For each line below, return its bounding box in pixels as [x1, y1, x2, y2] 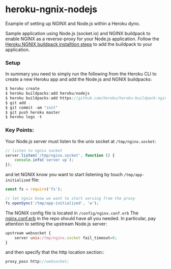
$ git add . [5, 100, 31, 105]
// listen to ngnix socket [5, 148, 63, 153]
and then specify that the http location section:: [5, 249, 105, 255]
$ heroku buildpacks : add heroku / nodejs [5, 91, 90, 96]
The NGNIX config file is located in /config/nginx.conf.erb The [5, 210, 139, 216]
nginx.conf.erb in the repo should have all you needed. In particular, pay [5, 215, 156, 221]
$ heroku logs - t [5, 115, 42, 120]
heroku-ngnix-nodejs [5, 4, 98, 15]
